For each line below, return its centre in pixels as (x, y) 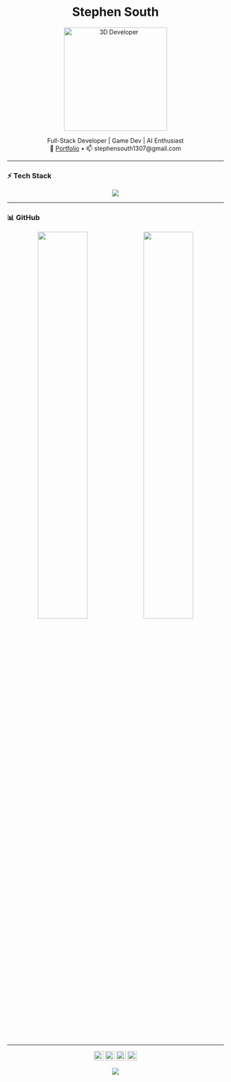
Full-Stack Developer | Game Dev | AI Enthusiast (115, 140)
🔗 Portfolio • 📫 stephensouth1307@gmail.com (115, 148)
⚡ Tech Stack (29, 175)
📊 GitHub (23, 218)
